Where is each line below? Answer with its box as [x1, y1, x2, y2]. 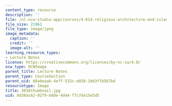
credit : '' [10, 41, 33, 46]
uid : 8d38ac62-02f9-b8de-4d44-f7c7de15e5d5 [5, 93, 100, 98]
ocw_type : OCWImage [5, 64, 47, 69]
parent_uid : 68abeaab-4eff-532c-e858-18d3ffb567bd [5, 78, 116, 84]
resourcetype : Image [5, 83, 50, 88]
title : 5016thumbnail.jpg [5, 88, 60, 93]
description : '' [5, 12, 40, 17]
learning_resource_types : [5, 50, 60, 55]
